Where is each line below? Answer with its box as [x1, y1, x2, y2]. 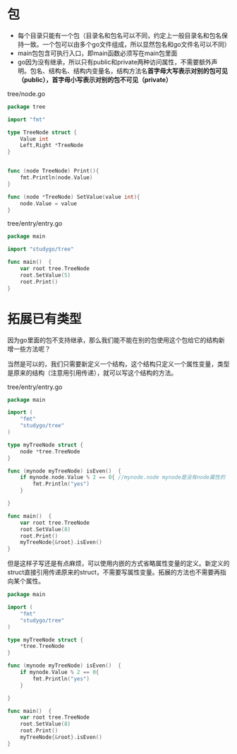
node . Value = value [20, 199, 78, 207]
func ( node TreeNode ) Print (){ [7, 168, 99, 175]
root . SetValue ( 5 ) [20, 272, 71, 279]
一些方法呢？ [13, 344, 51, 353]
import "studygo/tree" [7, 245, 74, 253]
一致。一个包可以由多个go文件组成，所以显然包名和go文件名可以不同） [23, 40, 231, 48]
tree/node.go [7, 89, 46, 98]
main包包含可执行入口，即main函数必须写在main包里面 [17, 49, 178, 57]
